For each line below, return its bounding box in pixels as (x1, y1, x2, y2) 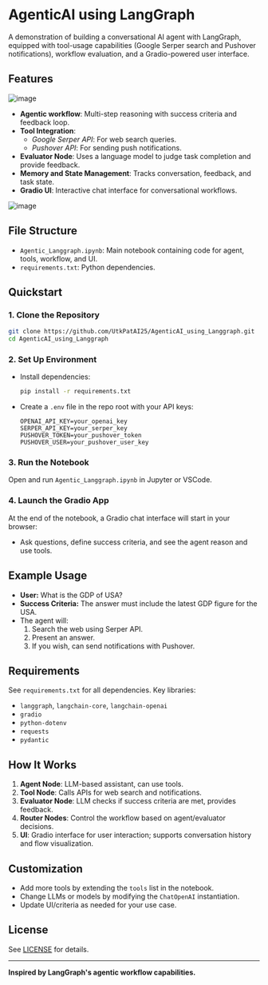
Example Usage (8, 569, 88, 583)
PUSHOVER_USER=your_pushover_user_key (19, 438, 149, 447)
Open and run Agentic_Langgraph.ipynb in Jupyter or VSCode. (8, 475, 213, 485)
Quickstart (8, 285, 63, 299)
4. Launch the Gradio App (8, 495, 109, 506)
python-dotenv (19, 720, 67, 728)
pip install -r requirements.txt (19, 388, 132, 396)
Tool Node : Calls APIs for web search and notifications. (19, 788, 202, 797)
